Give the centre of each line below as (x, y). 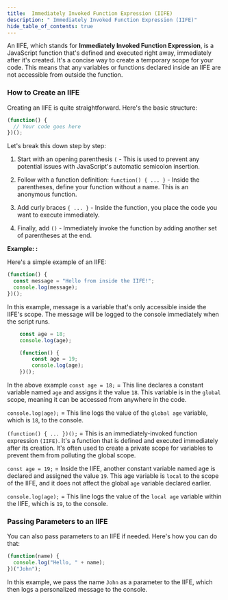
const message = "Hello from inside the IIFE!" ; (84, 281)
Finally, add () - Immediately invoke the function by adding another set (117, 228)
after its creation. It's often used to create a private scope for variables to (110, 448)
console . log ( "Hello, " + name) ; (60, 563)
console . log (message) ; (46, 288)
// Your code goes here (47, 127)
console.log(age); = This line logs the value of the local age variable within (114, 496)
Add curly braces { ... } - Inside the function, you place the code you (117, 208)
